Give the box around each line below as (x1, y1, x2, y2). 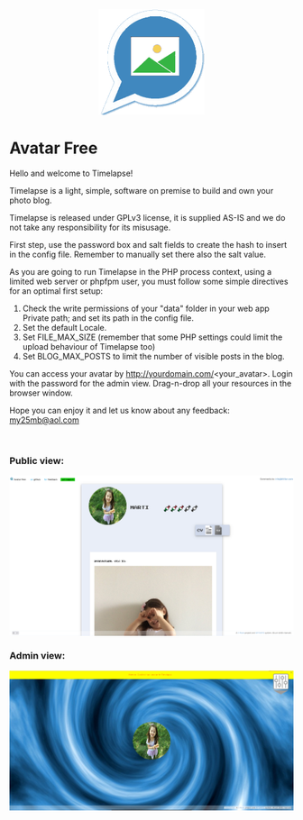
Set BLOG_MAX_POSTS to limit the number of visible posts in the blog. (22, 351, 286, 361)
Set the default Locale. (22, 322, 107, 333)
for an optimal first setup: (9, 285, 104, 296)
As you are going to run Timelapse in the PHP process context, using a (9, 266, 272, 277)
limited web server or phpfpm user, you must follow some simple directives (9, 276, 289, 287)
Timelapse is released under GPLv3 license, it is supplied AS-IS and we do (9, 212, 286, 223)
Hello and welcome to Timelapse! (9, 168, 133, 178)
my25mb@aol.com (9, 415, 79, 425)
